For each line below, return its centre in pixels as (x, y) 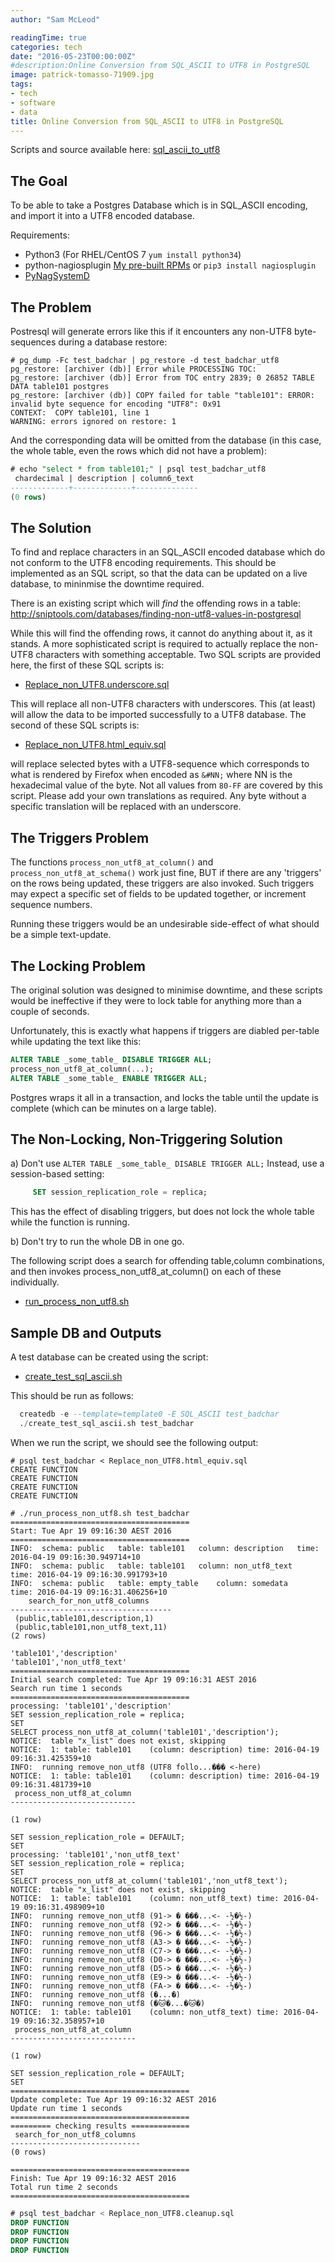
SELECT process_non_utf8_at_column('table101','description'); (145, 1732)
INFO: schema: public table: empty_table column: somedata (149, 1583)
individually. (35, 1282)
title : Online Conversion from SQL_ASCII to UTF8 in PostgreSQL (147, 121)
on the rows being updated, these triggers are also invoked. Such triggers (162, 883)
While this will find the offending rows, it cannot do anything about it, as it (161, 633)
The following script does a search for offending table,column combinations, (167, 1261)
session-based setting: (57, 1174)
